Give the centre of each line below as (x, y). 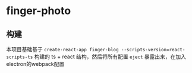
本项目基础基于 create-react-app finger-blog (62, 49)
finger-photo (39, 11)
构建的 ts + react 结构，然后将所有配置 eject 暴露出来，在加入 (110, 57)
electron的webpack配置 (35, 64)
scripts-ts (20, 57)
